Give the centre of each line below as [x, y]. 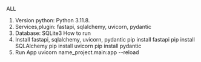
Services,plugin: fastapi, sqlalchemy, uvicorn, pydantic [83, 27]
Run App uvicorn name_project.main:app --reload [77, 52]
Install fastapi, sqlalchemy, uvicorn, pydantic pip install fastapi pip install [105, 39]
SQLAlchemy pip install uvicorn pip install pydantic [78, 46]
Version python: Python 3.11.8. [52, 20]
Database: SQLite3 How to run [53, 33]
